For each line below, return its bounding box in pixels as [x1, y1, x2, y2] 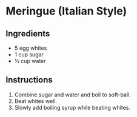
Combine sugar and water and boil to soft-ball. [14, 91, 131, 98]
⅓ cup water [14, 58, 46, 64]
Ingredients [5, 28, 50, 39]
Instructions [5, 75, 53, 85]
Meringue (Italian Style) [5, 4, 127, 18]
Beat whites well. [14, 97, 57, 104]
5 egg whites [14, 44, 47, 52]
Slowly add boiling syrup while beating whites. [14, 104, 131, 111]
